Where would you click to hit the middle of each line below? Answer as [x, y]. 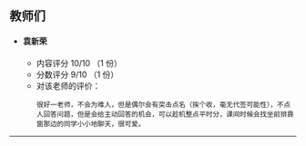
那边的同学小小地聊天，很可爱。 [94, 124]
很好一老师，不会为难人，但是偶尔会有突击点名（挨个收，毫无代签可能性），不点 [163, 104]
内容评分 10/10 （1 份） [79, 63]
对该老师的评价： [68, 85]
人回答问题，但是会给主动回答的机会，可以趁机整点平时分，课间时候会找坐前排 [162, 114]
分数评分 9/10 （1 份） [77, 74]
